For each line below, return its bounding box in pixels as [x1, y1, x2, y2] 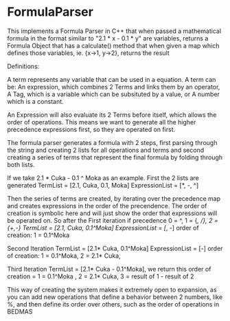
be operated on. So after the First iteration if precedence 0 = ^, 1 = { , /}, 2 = [7, 216, 218, 224]
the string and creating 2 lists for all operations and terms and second [7, 146, 205, 154]
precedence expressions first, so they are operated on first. [7, 125, 176, 133]
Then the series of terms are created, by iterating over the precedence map [7, 194, 221, 203]
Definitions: [7, 62, 40, 70]
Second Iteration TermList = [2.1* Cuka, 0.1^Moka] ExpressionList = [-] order [7, 244, 223, 252]
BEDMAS [7, 307, 33, 316]
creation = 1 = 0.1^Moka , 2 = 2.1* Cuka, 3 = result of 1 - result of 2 [7, 272, 194, 280]
